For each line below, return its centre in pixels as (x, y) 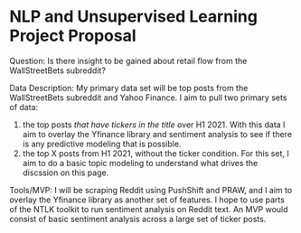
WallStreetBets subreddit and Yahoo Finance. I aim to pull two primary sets (148, 98)
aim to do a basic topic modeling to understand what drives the (140, 163)
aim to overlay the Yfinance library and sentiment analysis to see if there (157, 134)
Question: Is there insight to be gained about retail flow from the (128, 61)
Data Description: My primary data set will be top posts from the (129, 88)
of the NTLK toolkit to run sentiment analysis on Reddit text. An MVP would (149, 209)
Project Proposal (73, 36)
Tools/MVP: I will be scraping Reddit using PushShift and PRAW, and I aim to (151, 190)
